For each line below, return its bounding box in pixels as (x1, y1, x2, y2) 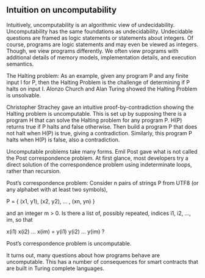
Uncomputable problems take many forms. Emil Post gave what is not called (6, 148, 198, 155)
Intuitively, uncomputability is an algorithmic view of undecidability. (6, 21, 175, 28)
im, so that (6, 216, 33, 223)
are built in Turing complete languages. (6, 265, 105, 272)
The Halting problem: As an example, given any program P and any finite (6, 72, 189, 79)
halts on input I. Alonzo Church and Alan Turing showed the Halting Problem (6, 85, 198, 92)
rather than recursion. (6, 167, 61, 175)
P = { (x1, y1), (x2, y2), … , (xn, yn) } (6, 197, 95, 205)
